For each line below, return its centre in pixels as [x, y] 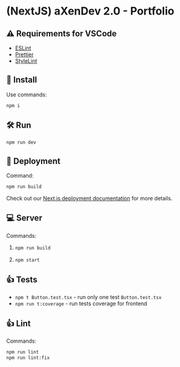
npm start [27, 260]
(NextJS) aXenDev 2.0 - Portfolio [90, 11]
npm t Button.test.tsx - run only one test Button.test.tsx [88, 297]
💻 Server [24, 218]
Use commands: [27, 94]
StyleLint [26, 61]
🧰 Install [22, 80]
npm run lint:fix [28, 358]
